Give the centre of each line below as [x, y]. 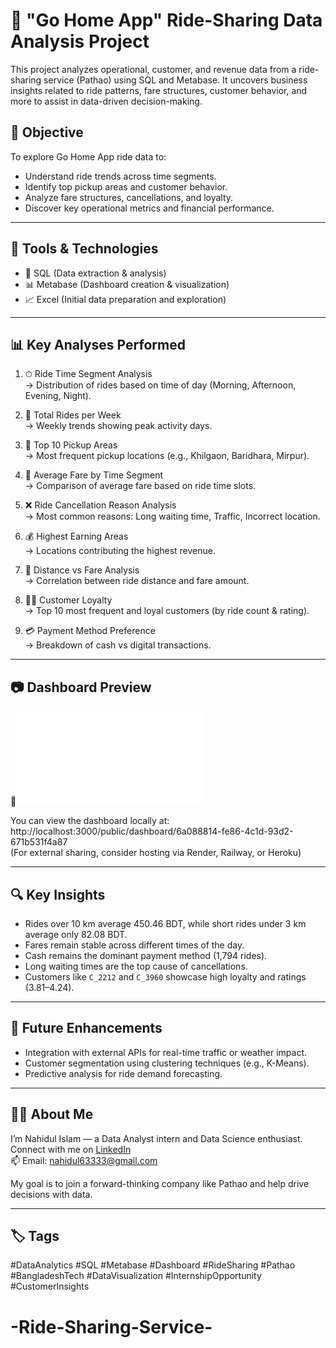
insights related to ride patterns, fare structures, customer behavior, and [159, 90]
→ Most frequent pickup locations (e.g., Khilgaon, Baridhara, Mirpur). [167, 456]
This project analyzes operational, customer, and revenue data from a [153, 69]
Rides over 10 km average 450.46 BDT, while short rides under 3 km [165, 923]
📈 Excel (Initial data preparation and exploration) [125, 299]
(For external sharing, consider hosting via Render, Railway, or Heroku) [156, 853]
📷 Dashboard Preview [81, 687]
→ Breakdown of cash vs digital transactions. [118, 645]
